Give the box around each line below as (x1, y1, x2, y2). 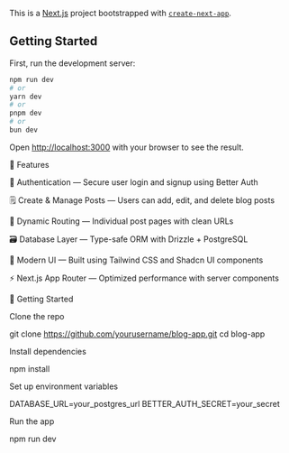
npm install (9, 363, 50, 374)
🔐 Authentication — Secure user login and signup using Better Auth (9, 176, 258, 188)
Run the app (9, 415, 55, 427)
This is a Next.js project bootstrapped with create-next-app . (9, 8, 232, 18)
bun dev (9, 125, 39, 134)
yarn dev (9, 92, 42, 101)
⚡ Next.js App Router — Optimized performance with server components (9, 273, 279, 283)
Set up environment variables (9, 381, 119, 392)
